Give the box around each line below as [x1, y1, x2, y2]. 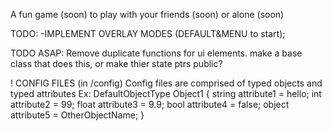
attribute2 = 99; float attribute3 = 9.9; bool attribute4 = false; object [10, 99, 290, 110]
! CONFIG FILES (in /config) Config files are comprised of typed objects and [10, 77, 323, 89]
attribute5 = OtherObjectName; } [10, 109, 145, 121]
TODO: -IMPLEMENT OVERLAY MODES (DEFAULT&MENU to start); [10, 28, 286, 39]
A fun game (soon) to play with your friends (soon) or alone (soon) [10, 9, 285, 20]
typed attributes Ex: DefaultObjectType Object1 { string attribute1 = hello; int [10, 88, 322, 99]
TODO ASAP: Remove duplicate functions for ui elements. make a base [10, 47, 303, 59]
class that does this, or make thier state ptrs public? [10, 58, 223, 69]
